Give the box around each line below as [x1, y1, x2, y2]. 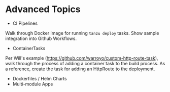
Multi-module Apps [12, 81, 53, 87]
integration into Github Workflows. [5, 35, 77, 41]
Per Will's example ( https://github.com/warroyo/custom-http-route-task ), [5, 55, 158, 61]
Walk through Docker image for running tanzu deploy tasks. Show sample [5, 30, 159, 36]
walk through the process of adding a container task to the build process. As [5, 60, 165, 66]
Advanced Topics [5, 4, 81, 15]
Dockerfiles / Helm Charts [12, 75, 67, 81]
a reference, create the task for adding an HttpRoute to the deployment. [5, 66, 155, 72]
